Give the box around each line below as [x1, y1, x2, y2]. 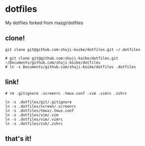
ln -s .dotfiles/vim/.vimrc [5, 117, 63, 122]
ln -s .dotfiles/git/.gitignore [5, 100, 72, 105]
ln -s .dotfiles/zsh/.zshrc [5, 121, 63, 126]
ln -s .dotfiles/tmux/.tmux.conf [5, 108, 74, 113]
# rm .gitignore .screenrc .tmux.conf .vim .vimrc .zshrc [5, 91, 127, 96]
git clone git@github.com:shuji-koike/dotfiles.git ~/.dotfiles [5, 47, 141, 52]
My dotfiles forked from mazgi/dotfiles [5, 20, 84, 26]
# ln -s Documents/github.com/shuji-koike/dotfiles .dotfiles [5, 64, 136, 70]
